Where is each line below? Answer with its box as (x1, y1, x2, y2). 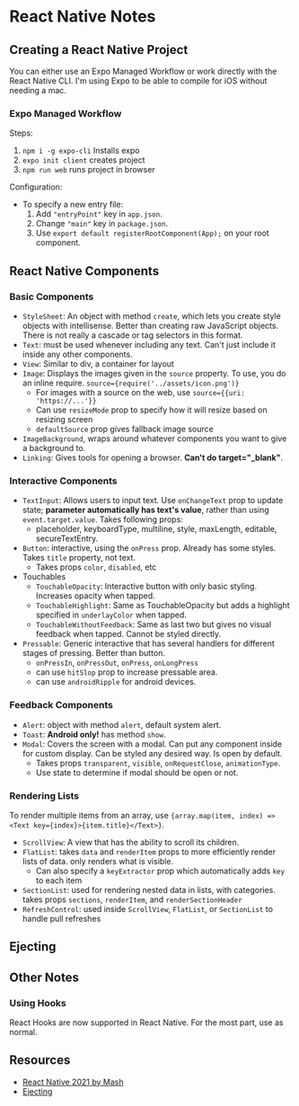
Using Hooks (9, 996, 66, 1009)
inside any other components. (22, 349, 133, 359)
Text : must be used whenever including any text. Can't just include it (22, 339, 277, 349)
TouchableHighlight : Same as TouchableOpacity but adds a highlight (35, 600, 290, 611)
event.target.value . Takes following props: (22, 514, 184, 525)
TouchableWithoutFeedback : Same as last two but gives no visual (35, 619, 272, 630)
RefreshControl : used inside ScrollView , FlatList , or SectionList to (22, 903, 274, 914)
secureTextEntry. (35, 533, 99, 544)
